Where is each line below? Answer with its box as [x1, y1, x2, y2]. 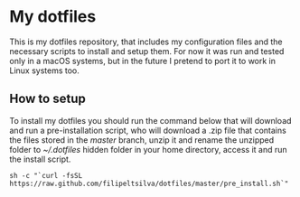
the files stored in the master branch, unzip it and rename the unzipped [9, 134, 275, 145]
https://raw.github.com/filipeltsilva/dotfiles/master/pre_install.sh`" [9, 179, 289, 188]
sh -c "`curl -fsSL [9, 171, 83, 180]
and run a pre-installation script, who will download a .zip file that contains [9, 125, 286, 136]
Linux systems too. [9, 65, 80, 76]
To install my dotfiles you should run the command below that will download [9, 115, 292, 126]
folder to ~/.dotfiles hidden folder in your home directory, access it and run [9, 144, 287, 155]
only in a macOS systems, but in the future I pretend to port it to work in [9, 55, 276, 66]
